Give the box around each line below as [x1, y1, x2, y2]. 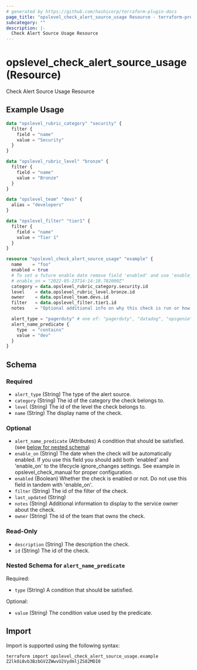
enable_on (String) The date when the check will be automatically [14, 450, 172, 457]
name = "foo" [11, 261, 51, 268]
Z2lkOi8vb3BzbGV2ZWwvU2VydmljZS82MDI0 [6, 658, 101, 664]
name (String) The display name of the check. [14, 409, 123, 416]
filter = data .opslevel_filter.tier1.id [11, 300, 117, 306]
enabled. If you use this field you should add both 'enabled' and [14, 456, 169, 463]
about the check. [14, 506, 56, 513]
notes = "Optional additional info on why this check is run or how [11, 306, 191, 311]
